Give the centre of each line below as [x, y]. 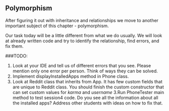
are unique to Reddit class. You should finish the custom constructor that [88, 87]
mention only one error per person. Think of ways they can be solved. [85, 71]
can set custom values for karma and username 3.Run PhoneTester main [88, 92]
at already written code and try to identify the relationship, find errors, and [82, 41]
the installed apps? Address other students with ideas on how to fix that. [88, 103]
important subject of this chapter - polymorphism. [57, 26]
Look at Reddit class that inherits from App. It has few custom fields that [88, 81]
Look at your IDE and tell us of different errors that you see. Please [82, 65]
